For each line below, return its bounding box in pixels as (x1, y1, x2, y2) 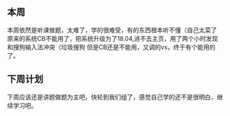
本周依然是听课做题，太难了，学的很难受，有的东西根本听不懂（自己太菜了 (7, 26, 217, 34)
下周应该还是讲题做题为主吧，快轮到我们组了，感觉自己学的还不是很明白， (7, 93, 217, 101)
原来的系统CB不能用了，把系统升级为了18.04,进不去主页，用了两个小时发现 (7, 34, 218, 42)
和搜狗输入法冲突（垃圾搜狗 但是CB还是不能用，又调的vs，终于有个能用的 (7, 43, 216, 51)
